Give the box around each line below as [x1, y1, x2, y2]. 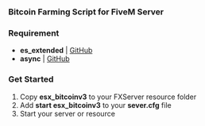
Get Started [8, 74, 54, 85]
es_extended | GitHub [19, 46, 93, 55]
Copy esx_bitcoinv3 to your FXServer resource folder [19, 92, 197, 101]
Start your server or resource [19, 109, 115, 118]
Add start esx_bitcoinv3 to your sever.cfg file [19, 100, 172, 109]
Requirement [8, 27, 60, 38]
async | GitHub [19, 54, 70, 63]
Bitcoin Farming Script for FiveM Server [8, 6, 164, 17]
